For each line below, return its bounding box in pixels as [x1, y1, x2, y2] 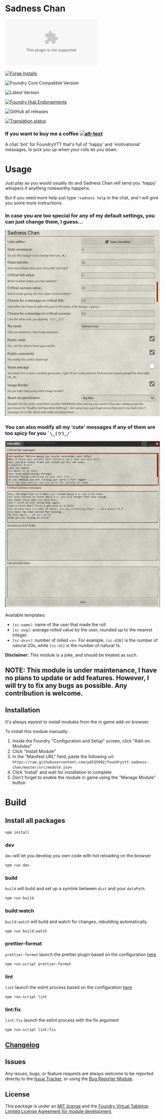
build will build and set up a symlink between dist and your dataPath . [5, 886, 146, 892]
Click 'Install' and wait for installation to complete [12, 769, 112, 775]
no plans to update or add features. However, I [5, 674, 149, 682]
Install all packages [5, 816, 65, 825]
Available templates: [5, 612, 46, 618]
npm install [5, 830, 29, 835]
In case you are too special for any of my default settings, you [5, 212, 155, 219]
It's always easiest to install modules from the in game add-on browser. [5, 719, 150, 725]
